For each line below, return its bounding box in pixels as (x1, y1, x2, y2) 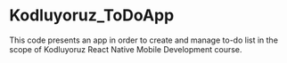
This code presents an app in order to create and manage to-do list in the (9, 35, 279, 45)
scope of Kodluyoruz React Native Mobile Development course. (9, 43, 242, 54)
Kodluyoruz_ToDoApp (9, 5, 175, 26)
